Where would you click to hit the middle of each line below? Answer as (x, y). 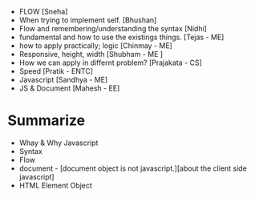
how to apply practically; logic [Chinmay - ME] (96, 46)
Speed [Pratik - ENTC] (56, 71)
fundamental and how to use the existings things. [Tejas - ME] (121, 37)
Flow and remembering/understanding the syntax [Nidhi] (113, 28)
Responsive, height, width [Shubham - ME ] (91, 54)
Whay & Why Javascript (59, 143)
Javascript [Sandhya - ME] (63, 80)
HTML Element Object (56, 185)
